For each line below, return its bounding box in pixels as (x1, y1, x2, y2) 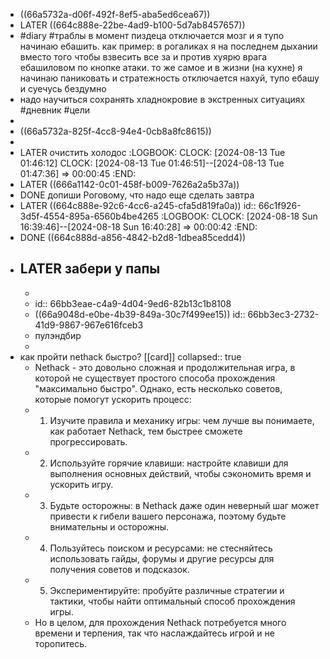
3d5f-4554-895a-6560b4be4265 (19, 210, 160, 222)
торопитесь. (34, 637, 88, 649)
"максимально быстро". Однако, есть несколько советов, (34, 382, 283, 394)
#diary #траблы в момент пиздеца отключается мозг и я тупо (19, 30, 285, 41)
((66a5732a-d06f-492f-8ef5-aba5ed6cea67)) (19, 9, 211, 20)
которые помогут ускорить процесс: (34, 393, 192, 405)
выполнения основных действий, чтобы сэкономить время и (49, 467, 312, 479)
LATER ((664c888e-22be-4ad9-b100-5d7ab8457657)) (19, 19, 246, 31)
